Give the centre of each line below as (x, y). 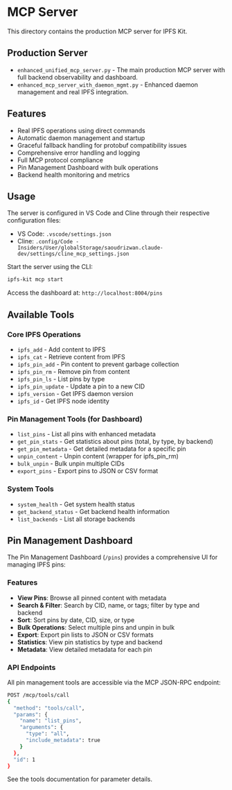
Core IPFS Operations (44, 334)
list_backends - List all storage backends (76, 519)
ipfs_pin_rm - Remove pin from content (73, 371)
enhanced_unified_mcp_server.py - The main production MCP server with (121, 69)
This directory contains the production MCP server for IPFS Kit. (97, 31)
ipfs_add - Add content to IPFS (61, 349)
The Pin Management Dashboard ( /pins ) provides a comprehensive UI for (113, 557)
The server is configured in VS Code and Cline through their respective (108, 213)
